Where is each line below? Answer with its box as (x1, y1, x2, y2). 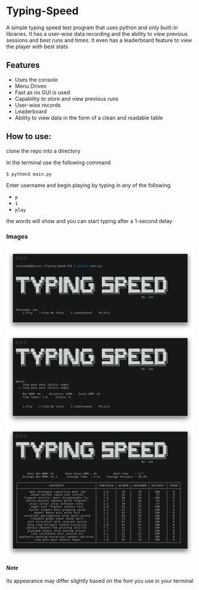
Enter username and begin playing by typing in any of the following (6, 182, 171, 189)
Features (6, 60, 40, 70)
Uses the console (14, 76, 58, 83)
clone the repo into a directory (6, 147, 80, 155)
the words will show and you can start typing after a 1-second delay (6, 218, 173, 225)
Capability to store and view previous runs (14, 95, 119, 102)
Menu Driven (14, 82, 47, 89)
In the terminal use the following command (6, 159, 111, 166)
